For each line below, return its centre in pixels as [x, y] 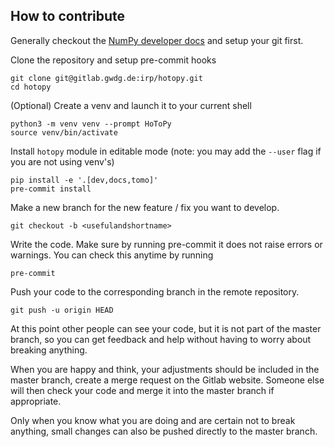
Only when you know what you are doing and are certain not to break [153, 420]
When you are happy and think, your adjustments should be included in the [165, 369]
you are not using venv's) [62, 161]
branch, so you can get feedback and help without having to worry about [161, 339]
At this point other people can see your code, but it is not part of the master [166, 328]
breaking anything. [49, 350]
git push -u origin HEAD [62, 310]
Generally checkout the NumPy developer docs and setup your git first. [157, 40]
